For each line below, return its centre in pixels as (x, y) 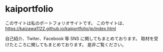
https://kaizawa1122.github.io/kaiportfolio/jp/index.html (61, 28)
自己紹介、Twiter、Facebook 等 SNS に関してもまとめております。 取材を (80, 38)
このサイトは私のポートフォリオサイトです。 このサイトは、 (66, 23)
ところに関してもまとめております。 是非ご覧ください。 (70, 44)
